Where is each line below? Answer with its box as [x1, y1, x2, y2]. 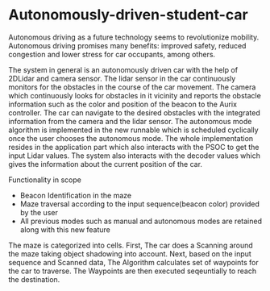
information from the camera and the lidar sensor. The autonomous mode [8, 116, 252, 126]
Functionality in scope [8, 175, 82, 185]
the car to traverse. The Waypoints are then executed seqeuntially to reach [8, 266, 256, 276]
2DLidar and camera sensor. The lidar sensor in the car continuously [8, 73, 236, 83]
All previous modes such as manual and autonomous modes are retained [19, 216, 262, 226]
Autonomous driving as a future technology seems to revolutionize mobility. [8, 32, 260, 42]
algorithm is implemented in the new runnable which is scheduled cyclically [8, 125, 260, 135]
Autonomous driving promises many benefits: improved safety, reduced [8, 40, 247, 50]
